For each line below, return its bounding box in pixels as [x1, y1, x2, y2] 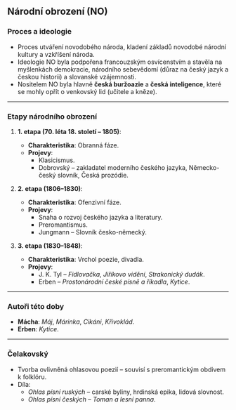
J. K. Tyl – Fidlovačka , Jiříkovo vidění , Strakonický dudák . [38, 270, 205, 278]
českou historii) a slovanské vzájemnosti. [17, 72, 137, 81]
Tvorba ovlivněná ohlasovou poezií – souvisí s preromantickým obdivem [17, 365, 226, 373]
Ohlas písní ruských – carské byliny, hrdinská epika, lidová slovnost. [27, 388, 225, 396]
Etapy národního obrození [7, 112, 97, 121]
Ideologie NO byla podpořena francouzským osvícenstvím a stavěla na [17, 58, 223, 66]
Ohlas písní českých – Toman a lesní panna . [27, 395, 156, 403]
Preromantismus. [38, 220, 88, 229]
